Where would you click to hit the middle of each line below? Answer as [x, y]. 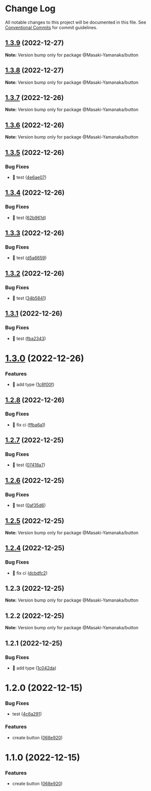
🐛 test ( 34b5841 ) [29, 298]
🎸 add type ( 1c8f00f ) [33, 385]
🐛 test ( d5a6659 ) [29, 258]
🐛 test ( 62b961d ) [29, 217]
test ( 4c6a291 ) [27, 714]
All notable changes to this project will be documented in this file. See [76, 22]
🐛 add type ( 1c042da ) [34, 668]
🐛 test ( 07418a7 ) [29, 465]
